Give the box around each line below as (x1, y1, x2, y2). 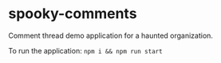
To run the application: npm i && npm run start (8, 46, 163, 55)
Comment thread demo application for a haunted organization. (8, 31, 214, 40)
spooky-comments (8, 5, 137, 23)
